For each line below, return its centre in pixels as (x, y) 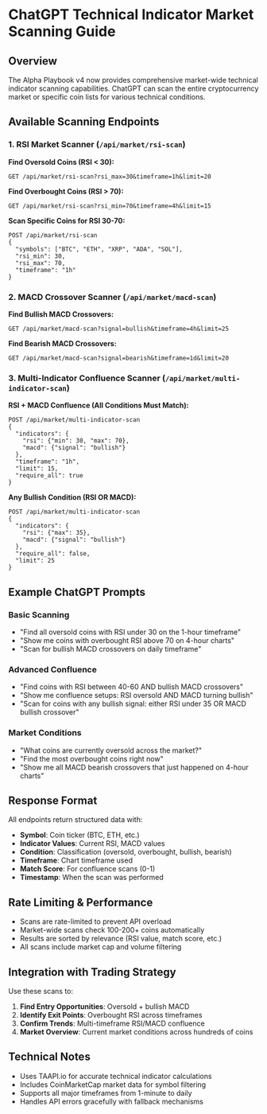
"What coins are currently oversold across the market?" (111, 750)
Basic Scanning (39, 614)
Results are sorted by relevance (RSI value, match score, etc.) (121, 939)
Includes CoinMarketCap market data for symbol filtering (113, 1085)
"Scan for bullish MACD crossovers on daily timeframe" (110, 649)
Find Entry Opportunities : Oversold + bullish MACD (104, 1007)
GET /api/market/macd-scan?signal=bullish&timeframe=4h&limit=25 (118, 329)
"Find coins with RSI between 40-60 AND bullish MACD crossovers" (132, 687)
